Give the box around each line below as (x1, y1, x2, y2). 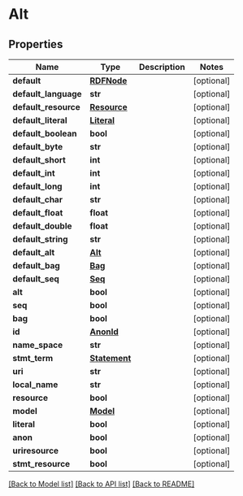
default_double (12, 220, 72, 232)
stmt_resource (12, 459, 71, 469)
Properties (8, 37, 63, 51)
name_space (12, 339, 63, 350)
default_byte (12, 141, 63, 152)
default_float (12, 207, 63, 218)
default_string (12, 233, 68, 245)
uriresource (12, 445, 59, 456)
